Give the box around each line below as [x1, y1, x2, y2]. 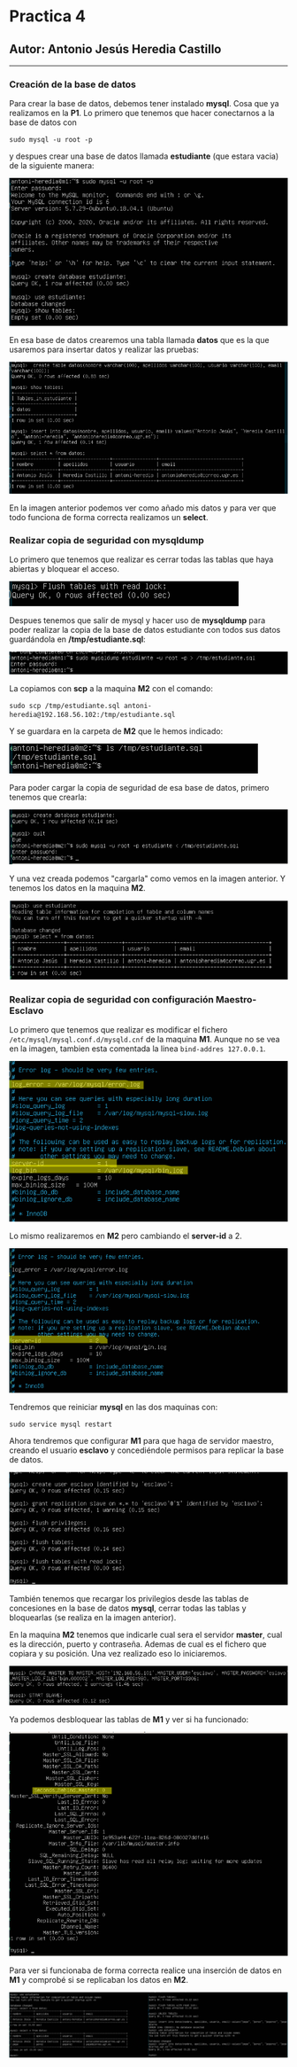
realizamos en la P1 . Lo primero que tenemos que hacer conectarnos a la [9, 108, 275, 119]
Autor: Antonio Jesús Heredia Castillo [9, 42, 222, 57]
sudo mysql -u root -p [9, 136, 93, 144]
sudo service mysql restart [9, 1420, 113, 1429]
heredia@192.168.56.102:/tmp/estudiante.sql [9, 711, 176, 720]
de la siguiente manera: [9, 160, 95, 171]
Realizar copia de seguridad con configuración [9, 993, 214, 1005]
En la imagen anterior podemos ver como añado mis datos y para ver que [9, 503, 277, 513]
